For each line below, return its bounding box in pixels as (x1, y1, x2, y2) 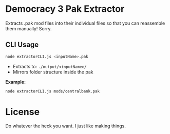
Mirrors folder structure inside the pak (12, 69, 93, 75)
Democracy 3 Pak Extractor (5, 3, 125, 15)
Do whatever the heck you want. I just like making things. (5, 123, 126, 129)
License (5, 106, 40, 118)
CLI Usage (5, 41, 39, 49)
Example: (5, 79, 26, 85)
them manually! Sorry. (5, 25, 52, 31)
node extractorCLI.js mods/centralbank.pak (5, 88, 100, 94)
